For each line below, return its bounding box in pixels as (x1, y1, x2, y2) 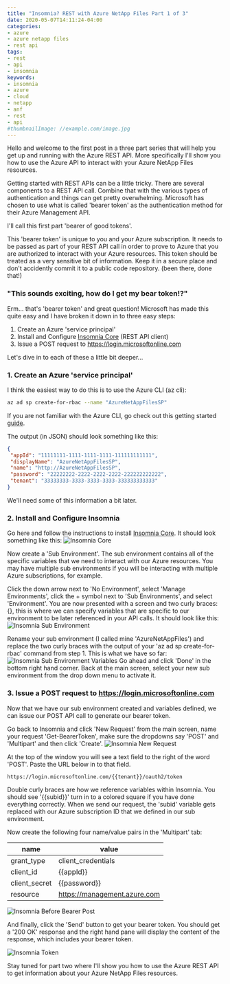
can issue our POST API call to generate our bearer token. (7, 711, 171, 719)
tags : (7, 49, 23, 56)
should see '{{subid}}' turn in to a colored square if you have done (7, 793, 194, 801)
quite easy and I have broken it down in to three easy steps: (7, 311, 176, 320)
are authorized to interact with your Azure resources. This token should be (7, 250, 218, 258)
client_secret (10, 878, 52, 888)
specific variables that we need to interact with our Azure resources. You (7, 557, 214, 565)
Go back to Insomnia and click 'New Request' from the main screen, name (7, 725, 217, 733)
